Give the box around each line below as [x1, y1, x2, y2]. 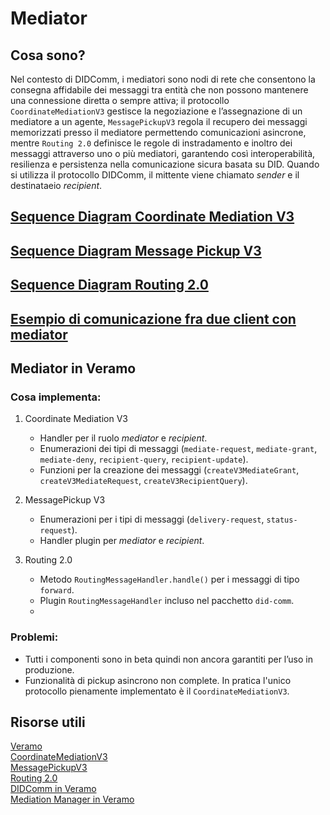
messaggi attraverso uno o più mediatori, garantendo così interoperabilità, [10, 148, 316, 159]
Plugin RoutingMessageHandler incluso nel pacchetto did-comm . [39, 595, 295, 607]
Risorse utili [10, 713, 86, 731]
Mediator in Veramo [10, 360, 137, 377]
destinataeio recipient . [10, 180, 103, 191]
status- [266, 515, 298, 526]
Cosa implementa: [10, 390, 102, 404]
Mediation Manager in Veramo [10, 793, 135, 806]
